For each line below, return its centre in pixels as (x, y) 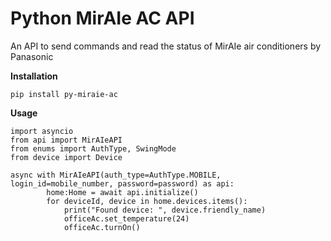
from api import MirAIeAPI (66, 140)
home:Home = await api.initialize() (122, 192)
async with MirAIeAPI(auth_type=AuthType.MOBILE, (116, 175)
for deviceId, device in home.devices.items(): (147, 201)
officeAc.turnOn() (102, 227)
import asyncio (42, 131)
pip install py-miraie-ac (64, 94)
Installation (34, 76)
